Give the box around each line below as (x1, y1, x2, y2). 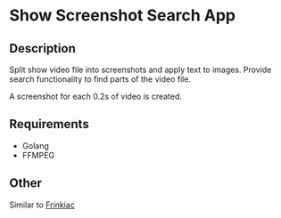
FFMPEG (21, 149, 55, 160)
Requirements (9, 117, 89, 132)
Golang (21, 140, 49, 151)
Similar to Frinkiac (9, 199, 76, 210)
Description (9, 41, 76, 56)
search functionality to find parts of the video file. (9, 74, 192, 85)
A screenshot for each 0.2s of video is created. (9, 91, 183, 101)
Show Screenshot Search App (9, 5, 236, 26)
